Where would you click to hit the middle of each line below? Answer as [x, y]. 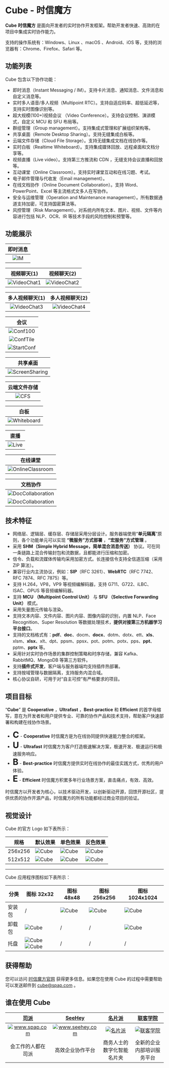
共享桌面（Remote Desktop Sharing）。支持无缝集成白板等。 [75, 134]
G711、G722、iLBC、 [130, 585]
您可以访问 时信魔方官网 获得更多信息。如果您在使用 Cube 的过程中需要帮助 [84, 979]
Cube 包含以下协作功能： [31, 79]
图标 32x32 [40, 894]
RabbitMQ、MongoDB [35, 660]
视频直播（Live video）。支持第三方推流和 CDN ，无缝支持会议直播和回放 [88, 159]
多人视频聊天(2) [69, 298]
